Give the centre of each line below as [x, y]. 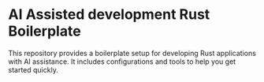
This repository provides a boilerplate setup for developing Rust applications [132, 53]
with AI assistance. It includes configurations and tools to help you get [122, 61]
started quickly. [33, 69]
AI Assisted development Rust [109, 15]
